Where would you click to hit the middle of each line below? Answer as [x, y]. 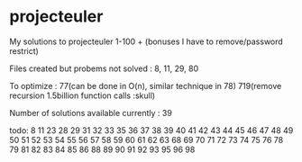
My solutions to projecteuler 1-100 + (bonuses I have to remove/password [146, 41]
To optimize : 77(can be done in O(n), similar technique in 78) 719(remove [146, 85]
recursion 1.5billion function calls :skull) [82, 95]
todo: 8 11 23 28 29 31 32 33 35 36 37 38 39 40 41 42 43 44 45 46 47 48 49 [151, 130]
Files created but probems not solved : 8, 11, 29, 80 [104, 68]
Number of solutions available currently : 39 [91, 112]
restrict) [24, 50]
